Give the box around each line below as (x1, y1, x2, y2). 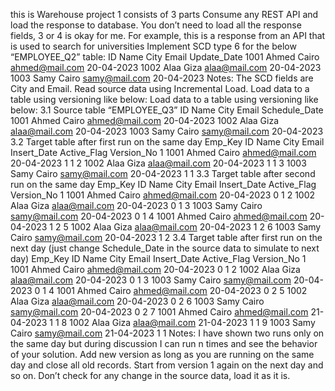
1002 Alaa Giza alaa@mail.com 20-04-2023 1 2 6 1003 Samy (70, 221, 322, 233)
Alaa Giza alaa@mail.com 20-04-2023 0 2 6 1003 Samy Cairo (10, 295, 265, 307)
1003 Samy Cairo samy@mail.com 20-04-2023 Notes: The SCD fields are (10, 72, 314, 84)
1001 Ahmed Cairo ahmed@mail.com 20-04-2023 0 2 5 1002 (56, 285, 308, 296)
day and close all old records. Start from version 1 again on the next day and (10, 359, 324, 371)
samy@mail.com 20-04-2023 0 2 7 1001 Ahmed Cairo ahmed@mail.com (10, 306, 309, 318)
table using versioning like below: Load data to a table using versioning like (10, 94, 319, 105)
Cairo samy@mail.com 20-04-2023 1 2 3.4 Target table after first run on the (10, 232, 323, 243)
